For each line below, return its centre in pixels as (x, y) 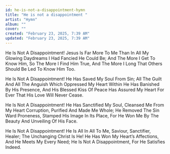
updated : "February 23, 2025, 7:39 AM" (48, 39)
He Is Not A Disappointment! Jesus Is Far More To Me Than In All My (77, 53)
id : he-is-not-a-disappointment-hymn (45, 10)
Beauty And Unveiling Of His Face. (41, 121)
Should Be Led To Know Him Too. (40, 69)
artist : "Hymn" (21, 19)
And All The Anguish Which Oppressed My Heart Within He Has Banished (82, 84)
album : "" (16, 24)
